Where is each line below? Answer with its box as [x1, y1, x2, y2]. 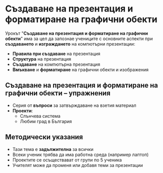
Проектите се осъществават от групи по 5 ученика [12, 156, 122, 163]
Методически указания [5, 133, 83, 141]
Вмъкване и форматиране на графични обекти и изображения [12, 66, 149, 73]
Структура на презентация [12, 56, 71, 62]
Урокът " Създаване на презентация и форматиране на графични [5, 30, 148, 36]
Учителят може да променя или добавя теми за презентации [12, 162, 143, 168]
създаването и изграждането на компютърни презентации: [5, 41, 135, 47]
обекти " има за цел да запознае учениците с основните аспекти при [5, 36, 153, 42]
